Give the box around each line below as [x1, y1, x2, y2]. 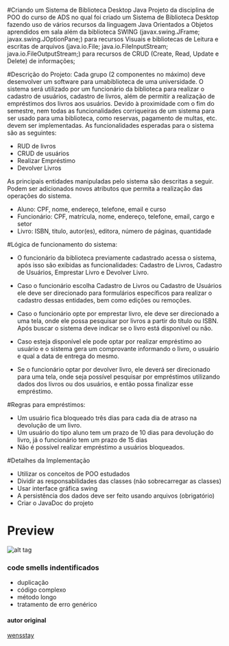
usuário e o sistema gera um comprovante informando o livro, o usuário [16, 345, 219, 353]
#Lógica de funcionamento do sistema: [7, 241, 118, 248]
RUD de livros [16, 142, 56, 150]
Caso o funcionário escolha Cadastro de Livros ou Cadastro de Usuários [16, 282, 222, 289]
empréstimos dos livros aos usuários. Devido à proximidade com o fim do [7, 100, 215, 107]
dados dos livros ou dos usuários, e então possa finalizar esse [16, 380, 193, 388]
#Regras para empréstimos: [7, 401, 86, 408]
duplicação [16, 579, 49, 587]
